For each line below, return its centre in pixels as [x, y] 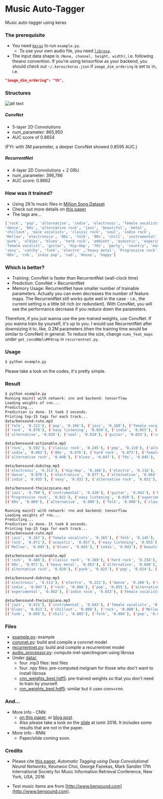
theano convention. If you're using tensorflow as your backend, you [80, 61]
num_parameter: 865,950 [37, 132]
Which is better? [25, 267]
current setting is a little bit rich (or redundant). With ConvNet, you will [82, 304]
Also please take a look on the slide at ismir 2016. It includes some [85, 723]
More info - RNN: [29, 733]
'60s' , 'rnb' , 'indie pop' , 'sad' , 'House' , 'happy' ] [61, 255]
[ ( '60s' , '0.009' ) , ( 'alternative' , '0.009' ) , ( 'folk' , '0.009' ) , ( [76, 502]
